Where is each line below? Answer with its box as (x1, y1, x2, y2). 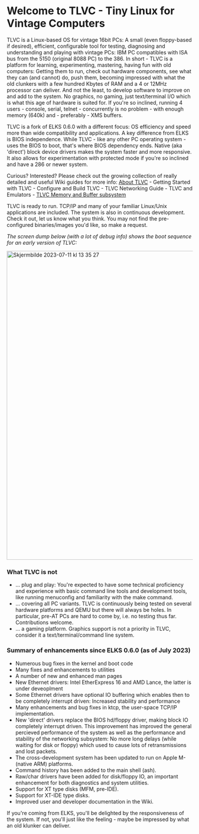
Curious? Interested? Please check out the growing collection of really (6, 172, 177, 179)
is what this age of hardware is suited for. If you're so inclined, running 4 (6, 99, 183, 106)
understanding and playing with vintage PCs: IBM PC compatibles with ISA (6, 48, 188, 56)
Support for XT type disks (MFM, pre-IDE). (15, 785, 119, 793)
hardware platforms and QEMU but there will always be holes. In (15, 606, 172, 614)
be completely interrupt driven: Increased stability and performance (15, 697, 181, 705)
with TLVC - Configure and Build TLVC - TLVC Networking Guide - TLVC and (6, 184, 193, 192)
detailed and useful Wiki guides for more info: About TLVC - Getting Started (6, 179, 191, 186)
